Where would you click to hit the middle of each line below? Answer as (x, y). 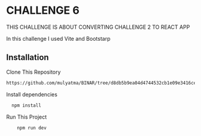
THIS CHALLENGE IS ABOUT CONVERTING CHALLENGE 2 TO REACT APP (98, 27)
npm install (27, 105)
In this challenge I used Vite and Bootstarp (58, 38)
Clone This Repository (33, 72)
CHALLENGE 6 (43, 10)
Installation (28, 58)
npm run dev (32, 128)
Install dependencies (32, 94)
